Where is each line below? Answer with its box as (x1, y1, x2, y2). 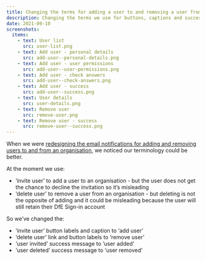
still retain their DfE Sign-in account (15, 203, 105, 211)
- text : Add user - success (17, 84, 89, 90)
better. (6, 153, 23, 160)
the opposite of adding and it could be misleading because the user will (15, 197, 196, 204)
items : (12, 32, 29, 38)
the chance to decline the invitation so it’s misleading (15, 184, 149, 191)
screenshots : (6, 26, 40, 33)
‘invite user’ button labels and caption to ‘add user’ (15, 227, 143, 234)
